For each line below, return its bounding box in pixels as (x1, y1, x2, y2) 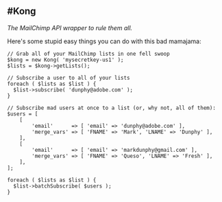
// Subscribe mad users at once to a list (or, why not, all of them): (7, 104, 216, 111)
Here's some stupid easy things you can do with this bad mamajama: (7, 37, 202, 45)
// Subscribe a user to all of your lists (7, 74, 130, 81)
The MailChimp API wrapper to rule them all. (7, 23, 133, 32)
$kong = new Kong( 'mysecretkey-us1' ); (7, 56, 125, 63)
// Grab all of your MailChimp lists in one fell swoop (7, 50, 170, 57)
